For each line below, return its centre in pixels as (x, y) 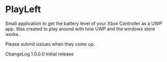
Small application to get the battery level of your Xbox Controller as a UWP (84, 23)
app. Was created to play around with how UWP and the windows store (80, 28)
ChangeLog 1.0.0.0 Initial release (40, 54)
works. (13, 34)
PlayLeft (23, 9)
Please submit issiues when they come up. (50, 44)
